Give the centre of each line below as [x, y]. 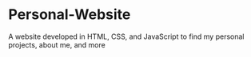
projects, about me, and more [57, 44]
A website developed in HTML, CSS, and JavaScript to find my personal [126, 36]
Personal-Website [70, 15]
